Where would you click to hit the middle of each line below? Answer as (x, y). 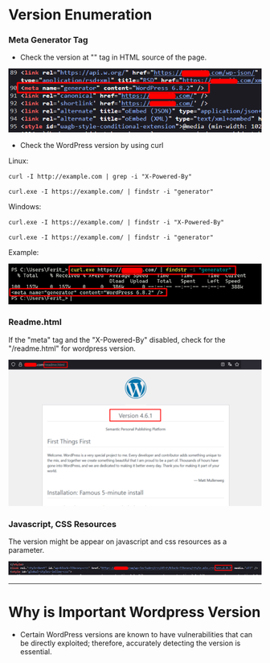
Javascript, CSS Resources (62, 525)
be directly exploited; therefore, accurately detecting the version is (130, 643)
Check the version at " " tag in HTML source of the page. (113, 57)
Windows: (25, 207)
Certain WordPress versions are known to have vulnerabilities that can (136, 634)
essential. (36, 651)
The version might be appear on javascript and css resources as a (118, 542)
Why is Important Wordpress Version (135, 612)
